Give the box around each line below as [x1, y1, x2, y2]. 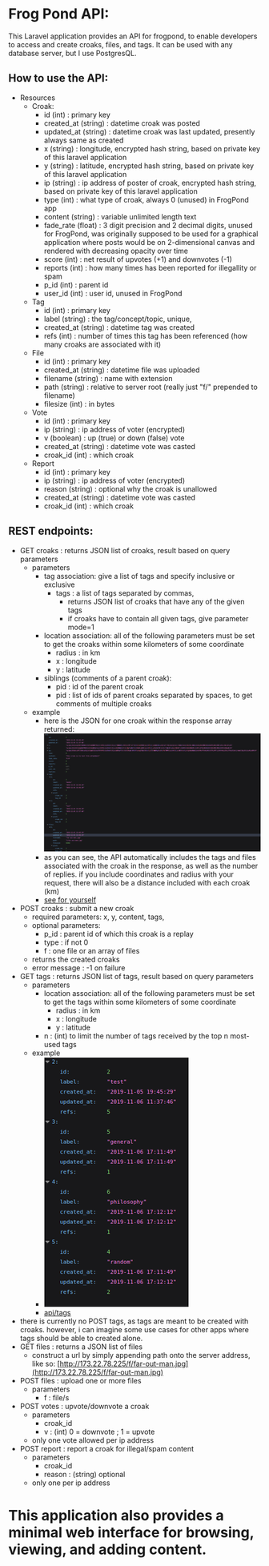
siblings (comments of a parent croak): [43, 673, 172, 683]
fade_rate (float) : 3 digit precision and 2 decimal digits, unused [43, 220, 254, 230]
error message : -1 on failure [31, 963, 126, 973]
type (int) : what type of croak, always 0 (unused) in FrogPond [43, 195, 250, 204]
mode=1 [67, 622, 94, 632]
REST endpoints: [8, 524, 94, 538]
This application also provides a [8, 1506, 224, 1524]
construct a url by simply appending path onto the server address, [31, 1351, 251, 1360]
